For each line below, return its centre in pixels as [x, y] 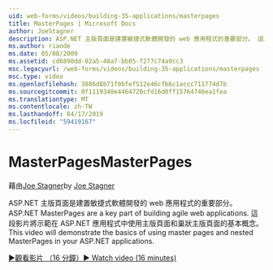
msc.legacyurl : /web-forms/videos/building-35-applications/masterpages [134, 69]
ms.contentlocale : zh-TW [50, 107]
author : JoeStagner [41, 31]
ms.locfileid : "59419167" [52, 122]
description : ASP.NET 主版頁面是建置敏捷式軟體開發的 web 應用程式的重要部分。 [131, 39]
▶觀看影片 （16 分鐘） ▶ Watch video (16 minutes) [93, 258]
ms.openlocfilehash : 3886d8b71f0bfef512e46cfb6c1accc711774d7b [118, 84]
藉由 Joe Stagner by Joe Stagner [62, 185]
